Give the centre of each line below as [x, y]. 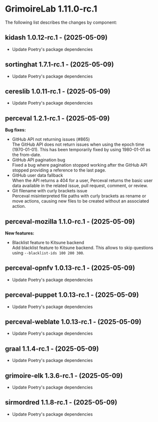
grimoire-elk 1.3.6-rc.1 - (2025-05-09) [64, 376]
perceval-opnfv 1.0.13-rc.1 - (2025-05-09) [70, 268]
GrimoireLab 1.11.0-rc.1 [51, 9]
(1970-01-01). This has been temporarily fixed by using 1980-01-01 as [81, 150]
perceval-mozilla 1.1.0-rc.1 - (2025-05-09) [70, 221]
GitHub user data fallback [38, 175]
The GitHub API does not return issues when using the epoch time [78, 144]
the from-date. [27, 155]
